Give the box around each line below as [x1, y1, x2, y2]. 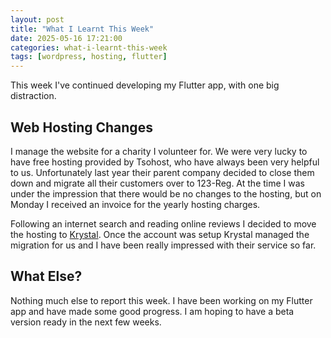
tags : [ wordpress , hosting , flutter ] [10, 52, 168, 62]
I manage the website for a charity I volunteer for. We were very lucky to [10, 145, 308, 157]
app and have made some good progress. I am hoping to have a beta [10, 305, 295, 317]
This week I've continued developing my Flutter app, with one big [10, 79, 280, 91]
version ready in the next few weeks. [10, 316, 162, 328]
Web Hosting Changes [10, 119, 153, 136]
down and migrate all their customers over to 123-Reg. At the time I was [10, 177, 305, 189]
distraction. [10, 90, 57, 102]
